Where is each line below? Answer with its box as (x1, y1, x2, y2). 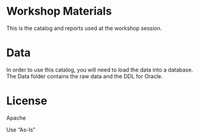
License (6, 94, 48, 108)
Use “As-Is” (6, 126, 36, 133)
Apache (6, 114, 26, 122)
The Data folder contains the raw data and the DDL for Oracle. (6, 72, 163, 80)
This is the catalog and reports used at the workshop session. (6, 24, 162, 32)
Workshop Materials (6, 4, 112, 18)
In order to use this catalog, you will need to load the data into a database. (6, 66, 193, 73)
